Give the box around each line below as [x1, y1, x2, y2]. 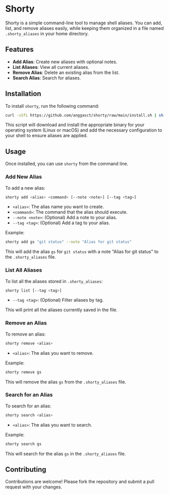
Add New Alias [5, 173, 42, 180]
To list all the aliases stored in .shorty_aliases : [5, 278, 103, 284]
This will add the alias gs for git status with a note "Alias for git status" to [5, 249, 159, 255]
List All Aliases [5, 267, 42, 274]
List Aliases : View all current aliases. [12, 64, 90, 70]
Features [5, 45, 34, 54]
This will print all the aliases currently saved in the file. [5, 307, 118, 313]
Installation [5, 90, 41, 98]
